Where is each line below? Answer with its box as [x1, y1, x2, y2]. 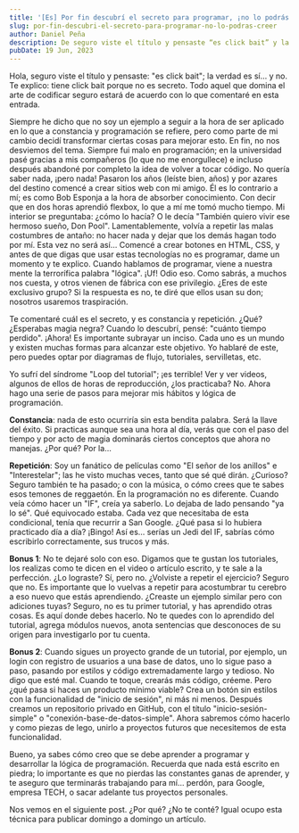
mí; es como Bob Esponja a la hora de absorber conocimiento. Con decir [9, 193, 277, 203]
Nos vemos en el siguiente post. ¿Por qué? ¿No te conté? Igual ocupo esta [9, 804, 283, 815]
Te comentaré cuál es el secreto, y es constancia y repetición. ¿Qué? [9, 314, 263, 325]
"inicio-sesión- [212, 704, 268, 714]
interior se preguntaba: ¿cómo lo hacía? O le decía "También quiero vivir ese [9, 211, 290, 222]
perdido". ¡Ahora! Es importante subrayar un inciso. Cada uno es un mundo [9, 333, 285, 343]
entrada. [9, 99, 40, 110]
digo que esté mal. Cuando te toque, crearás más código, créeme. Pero [9, 675, 272, 686]
